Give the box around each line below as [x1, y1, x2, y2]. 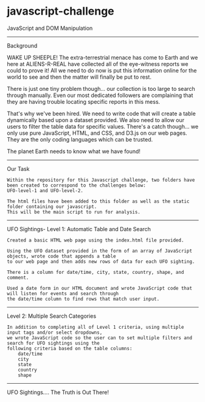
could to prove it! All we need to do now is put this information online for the [7, 66, 197, 74]
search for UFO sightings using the [7, 340, 100, 346]
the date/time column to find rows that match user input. [7, 296, 160, 302]
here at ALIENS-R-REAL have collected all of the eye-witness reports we [7, 60, 189, 68]
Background [7, 41, 38, 49]
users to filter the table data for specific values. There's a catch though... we [7, 123, 199, 130]
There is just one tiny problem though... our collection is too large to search [7, 85, 195, 92]
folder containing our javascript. [7, 203, 97, 210]
